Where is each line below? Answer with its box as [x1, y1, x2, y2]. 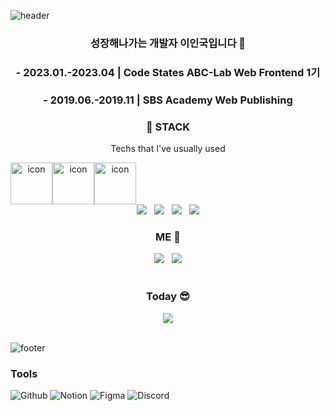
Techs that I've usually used [110, 143, 226, 155]
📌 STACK [145, 120, 191, 134]
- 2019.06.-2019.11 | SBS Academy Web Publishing [43, 93, 293, 107]
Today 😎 [146, 290, 190, 304]
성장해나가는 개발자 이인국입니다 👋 [89, 36, 247, 50]
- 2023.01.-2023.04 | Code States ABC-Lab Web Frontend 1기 [15, 65, 321, 79]
